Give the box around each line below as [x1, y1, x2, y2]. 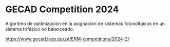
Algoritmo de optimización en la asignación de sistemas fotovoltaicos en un [5, 20, 165, 27]
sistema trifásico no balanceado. [5, 26, 74, 32]
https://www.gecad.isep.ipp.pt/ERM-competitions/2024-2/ [5, 36, 129, 42]
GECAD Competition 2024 [5, 4, 119, 15]
